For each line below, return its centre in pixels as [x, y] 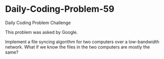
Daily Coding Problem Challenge [38, 23]
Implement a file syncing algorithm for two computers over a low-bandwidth [82, 42]
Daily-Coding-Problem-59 [60, 9]
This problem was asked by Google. [41, 32]
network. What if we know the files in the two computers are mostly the [78, 47]
